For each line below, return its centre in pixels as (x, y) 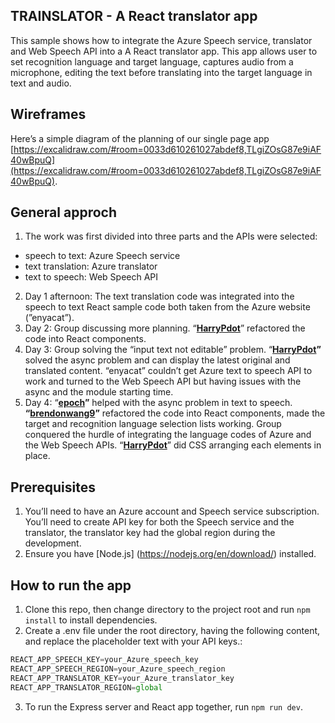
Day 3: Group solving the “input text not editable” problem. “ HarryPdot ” (173, 350)
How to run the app (71, 585)
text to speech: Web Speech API (91, 277)
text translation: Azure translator (91, 266)
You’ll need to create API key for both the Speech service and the (159, 522)
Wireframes (48, 114)
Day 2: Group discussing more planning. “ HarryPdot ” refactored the (165, 328)
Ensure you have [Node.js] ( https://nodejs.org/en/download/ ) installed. (170, 554)
